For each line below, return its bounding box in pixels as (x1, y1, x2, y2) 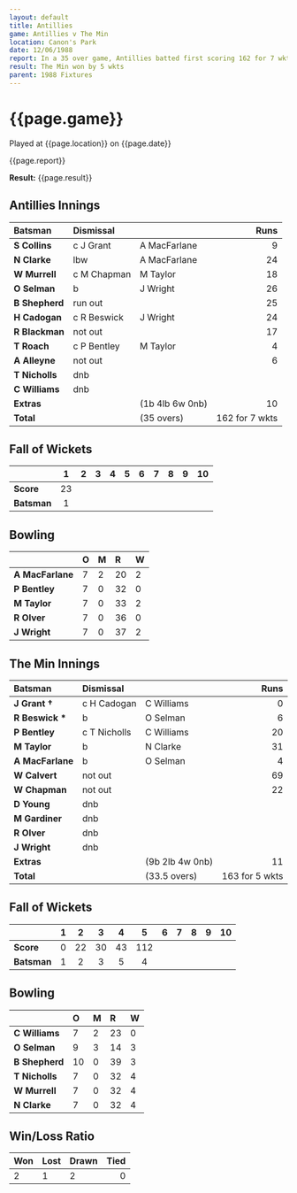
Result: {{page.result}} (9, 172, 93, 182)
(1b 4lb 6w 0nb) (140, 397, 208, 410)
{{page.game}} (9, 108, 124, 128)
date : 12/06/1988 (9, 46, 73, 55)
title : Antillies (9, 21, 73, 30)
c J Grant (72, 239, 112, 251)
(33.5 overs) (145, 869, 198, 881)
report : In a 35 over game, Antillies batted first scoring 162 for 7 (9, 54, 275, 63)
